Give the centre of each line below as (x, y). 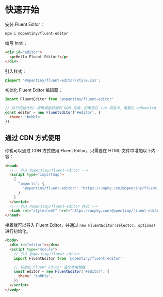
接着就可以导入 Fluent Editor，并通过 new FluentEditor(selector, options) (80, 225)
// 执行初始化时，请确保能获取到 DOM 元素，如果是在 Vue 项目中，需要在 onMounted (81, 108)
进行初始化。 (18, 231)
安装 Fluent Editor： (25, 24)
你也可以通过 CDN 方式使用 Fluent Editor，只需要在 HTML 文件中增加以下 (78, 150)
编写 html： (16, 43)
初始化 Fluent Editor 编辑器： (34, 90)
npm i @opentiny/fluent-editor (37, 33)
